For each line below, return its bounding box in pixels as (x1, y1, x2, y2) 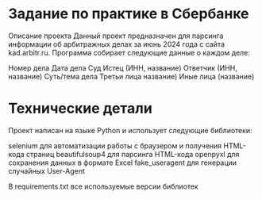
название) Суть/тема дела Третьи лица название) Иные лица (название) (8, 71, 255, 81)
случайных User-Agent (8, 166, 85, 175)
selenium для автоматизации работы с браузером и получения (8, 140, 222, 151)
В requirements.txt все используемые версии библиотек (8, 182, 198, 191)
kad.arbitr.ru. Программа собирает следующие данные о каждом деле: (8, 48, 250, 57)
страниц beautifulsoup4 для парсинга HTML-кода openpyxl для (26, 149, 240, 159)
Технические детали (8, 100, 152, 117)
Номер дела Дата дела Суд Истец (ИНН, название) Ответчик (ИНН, (8, 63, 238, 72)
